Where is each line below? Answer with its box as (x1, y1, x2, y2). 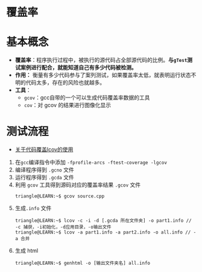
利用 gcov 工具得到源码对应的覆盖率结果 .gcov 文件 (14, 181, 140, 188)
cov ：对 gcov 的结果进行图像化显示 (24, 102, 112, 109)
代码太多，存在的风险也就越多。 (25, 79, 106, 86)
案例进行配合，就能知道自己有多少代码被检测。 (20, 64, 137, 71)
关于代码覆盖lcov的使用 (14, 146, 74, 153)
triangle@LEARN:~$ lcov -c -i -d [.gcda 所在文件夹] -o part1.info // (14, 218, 192, 224)
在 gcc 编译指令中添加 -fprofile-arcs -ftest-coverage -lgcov (14, 159, 168, 166)
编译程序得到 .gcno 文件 (14, 166, 74, 173)
